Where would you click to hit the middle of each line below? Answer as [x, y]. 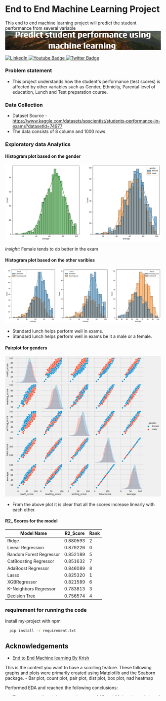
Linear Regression [26, 547]
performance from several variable [41, 28]
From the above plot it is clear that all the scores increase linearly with [83, 504]
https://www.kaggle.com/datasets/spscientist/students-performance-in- [86, 121]
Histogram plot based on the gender [43, 156]
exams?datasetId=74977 [37, 126]
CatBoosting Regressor [31, 561]
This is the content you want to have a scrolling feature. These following [78, 668]
